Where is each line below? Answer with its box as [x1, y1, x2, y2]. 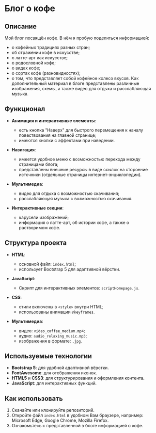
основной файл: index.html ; [18, 261, 76, 267]
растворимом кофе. [18, 225, 61, 230]
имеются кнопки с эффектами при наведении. [18, 137, 115, 143]
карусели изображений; [18, 214, 69, 220]
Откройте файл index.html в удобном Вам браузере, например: [11, 413, 143, 418]
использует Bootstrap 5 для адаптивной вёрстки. [18, 266, 121, 272]
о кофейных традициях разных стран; [11, 45, 90, 50]
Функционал [4, 105, 46, 113]
